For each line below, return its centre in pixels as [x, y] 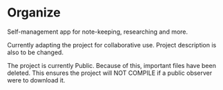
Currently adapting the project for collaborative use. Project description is [112, 45]
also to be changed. [36, 52]
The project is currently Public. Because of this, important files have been [111, 65]
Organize [34, 13]
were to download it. [36, 80]
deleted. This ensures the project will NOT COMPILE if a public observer [110, 73]
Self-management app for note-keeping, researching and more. [98, 32]
